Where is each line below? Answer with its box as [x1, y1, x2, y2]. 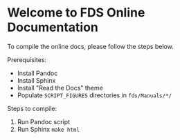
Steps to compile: [7, 104, 57, 112]
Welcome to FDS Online [7, 5, 145, 21]
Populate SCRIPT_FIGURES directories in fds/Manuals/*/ [17, 91, 172, 99]
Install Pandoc [17, 69, 58, 77]
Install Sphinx [17, 76, 56, 84]
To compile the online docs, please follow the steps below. [7, 42, 174, 50]
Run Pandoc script [17, 117, 71, 126]
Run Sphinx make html [17, 125, 80, 133]
